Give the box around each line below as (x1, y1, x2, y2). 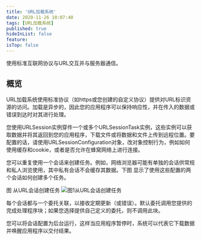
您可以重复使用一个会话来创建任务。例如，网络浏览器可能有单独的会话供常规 (6, 158, 195, 166)
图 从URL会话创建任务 (6, 187, 60, 194)
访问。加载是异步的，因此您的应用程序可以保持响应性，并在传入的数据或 (16, 103, 195, 110)
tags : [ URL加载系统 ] (6, 20, 54, 26)
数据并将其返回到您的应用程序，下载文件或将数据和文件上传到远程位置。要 (11, 131, 195, 138)
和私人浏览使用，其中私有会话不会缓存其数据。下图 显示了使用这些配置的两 (6, 166, 191, 173)
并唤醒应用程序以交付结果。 (6, 227, 75, 234)
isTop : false (6, 43, 39, 49)
